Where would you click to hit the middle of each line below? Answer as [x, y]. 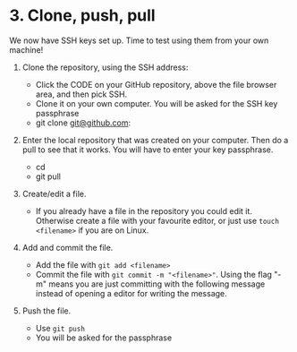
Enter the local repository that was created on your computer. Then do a [155, 140]
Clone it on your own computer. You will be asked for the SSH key [157, 103]
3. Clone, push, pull [82, 16]
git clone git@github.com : [83, 123]
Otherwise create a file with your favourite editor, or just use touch [157, 220]
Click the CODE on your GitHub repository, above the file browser [156, 84]
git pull [48, 176]
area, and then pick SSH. [81, 94]
